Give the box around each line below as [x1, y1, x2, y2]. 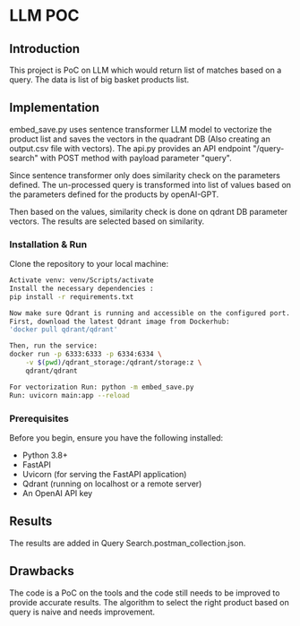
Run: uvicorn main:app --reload [9, 390, 130, 399]
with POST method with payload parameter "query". [39, 152, 232, 163]
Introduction [9, 41, 81, 56]
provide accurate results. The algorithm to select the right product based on [9, 596, 289, 607]
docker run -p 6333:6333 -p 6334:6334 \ [9, 350, 163, 359]
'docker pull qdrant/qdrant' [9, 325, 118, 334]
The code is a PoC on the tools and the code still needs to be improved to [9, 587, 280, 598]
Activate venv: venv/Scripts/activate [9, 276, 154, 285]
